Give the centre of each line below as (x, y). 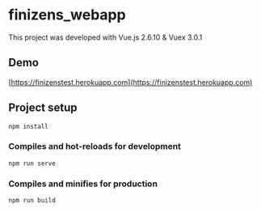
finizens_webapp (67, 15)
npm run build (32, 201)
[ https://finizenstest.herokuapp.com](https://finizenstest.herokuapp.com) (130, 82)
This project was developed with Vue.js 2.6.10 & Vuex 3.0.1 (105, 37)
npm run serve (32, 163)
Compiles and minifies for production (83, 184)
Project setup (43, 108)
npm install (28, 126)
